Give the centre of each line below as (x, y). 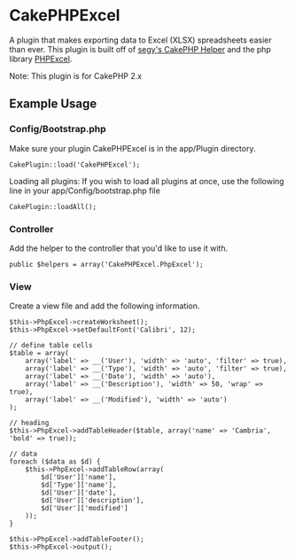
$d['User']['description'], (93, 501)
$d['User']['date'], (79, 493)
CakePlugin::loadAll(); (53, 206)
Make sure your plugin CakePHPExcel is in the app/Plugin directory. (132, 148)
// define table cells (51, 346)
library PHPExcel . (41, 58)
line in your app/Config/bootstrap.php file (85, 191)
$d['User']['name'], (79, 478)
